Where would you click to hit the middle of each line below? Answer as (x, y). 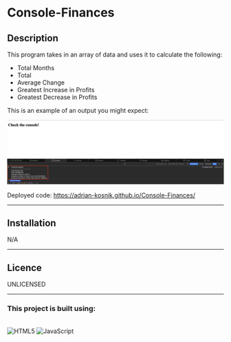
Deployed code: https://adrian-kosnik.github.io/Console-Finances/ (101, 195)
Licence (25, 267)
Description (33, 38)
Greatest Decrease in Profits (57, 97)
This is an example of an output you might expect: (78, 110)
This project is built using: (52, 309)
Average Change (41, 83)
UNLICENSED (26, 284)
